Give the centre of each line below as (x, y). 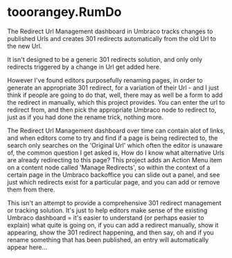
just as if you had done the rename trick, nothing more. (86, 117)
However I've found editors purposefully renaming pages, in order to (105, 80)
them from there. (31, 189)
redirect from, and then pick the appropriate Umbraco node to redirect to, (112, 110)
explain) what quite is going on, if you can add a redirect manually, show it (113, 225)
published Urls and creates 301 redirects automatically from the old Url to (112, 38)
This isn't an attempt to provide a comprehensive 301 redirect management (114, 203)
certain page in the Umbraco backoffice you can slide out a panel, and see (114, 175)
